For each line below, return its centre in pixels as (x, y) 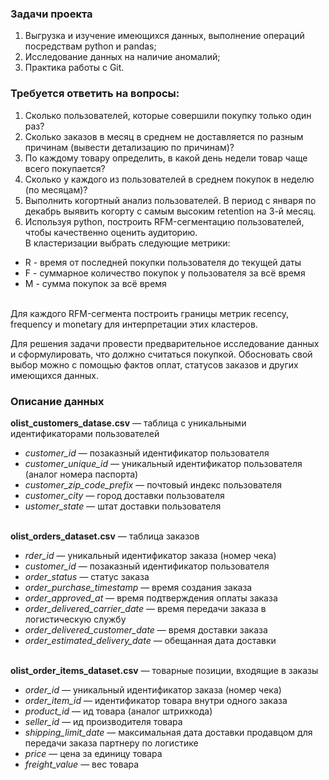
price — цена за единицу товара (93, 753)
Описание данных (57, 401)
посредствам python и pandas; (90, 46)
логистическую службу (75, 619)
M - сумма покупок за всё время (95, 283)
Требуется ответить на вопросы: (95, 94)
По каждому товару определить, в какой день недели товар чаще (166, 158)
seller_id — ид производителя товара (103, 721)
